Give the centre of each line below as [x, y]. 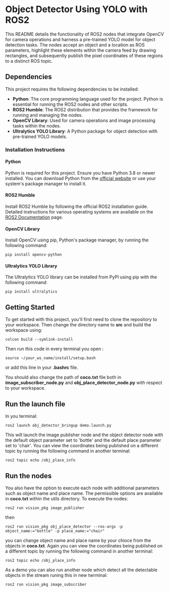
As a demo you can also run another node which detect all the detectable [81, 570]
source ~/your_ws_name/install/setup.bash [50, 358]
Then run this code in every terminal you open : [54, 349]
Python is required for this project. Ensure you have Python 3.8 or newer [80, 173]
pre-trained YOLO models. [40, 136]
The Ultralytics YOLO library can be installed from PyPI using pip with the [81, 277]
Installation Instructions [35, 149]
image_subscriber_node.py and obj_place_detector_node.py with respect [84, 383]
